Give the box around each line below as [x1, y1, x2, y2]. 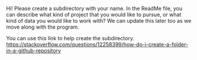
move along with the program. [6, 23, 80, 30]
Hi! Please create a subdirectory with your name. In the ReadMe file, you [6, 5, 183, 12]
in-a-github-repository [6, 47, 61, 54]
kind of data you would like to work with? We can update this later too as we [6, 17, 192, 24]
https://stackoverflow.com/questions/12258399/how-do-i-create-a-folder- [6, 41, 188, 48]
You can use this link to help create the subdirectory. [6, 35, 135, 41]
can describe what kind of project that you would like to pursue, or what [6, 11, 182, 18]
